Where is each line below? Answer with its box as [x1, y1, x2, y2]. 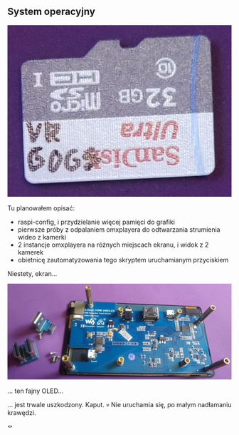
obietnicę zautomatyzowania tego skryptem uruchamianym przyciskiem [17, 256, 229, 265]
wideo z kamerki [17, 233, 66, 242]
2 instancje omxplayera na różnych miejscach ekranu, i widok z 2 [17, 240, 209, 249]
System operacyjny [7, 6, 96, 18]
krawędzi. [7, 408, 36, 416]
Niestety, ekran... [7, 270, 58, 278]
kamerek [17, 248, 44, 257]
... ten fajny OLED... [7, 387, 64, 395]
